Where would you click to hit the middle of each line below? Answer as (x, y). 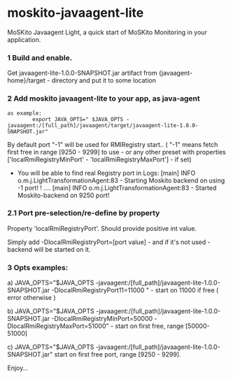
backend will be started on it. (49, 249)
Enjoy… (18, 368)
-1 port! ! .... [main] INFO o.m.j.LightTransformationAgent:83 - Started (117, 187)
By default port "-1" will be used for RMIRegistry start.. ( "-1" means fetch (113, 144)
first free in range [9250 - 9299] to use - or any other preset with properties (116, 152)
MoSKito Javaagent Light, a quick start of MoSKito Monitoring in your (107, 32)
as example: (24, 113)
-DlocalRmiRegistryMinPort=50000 (102, 319)
